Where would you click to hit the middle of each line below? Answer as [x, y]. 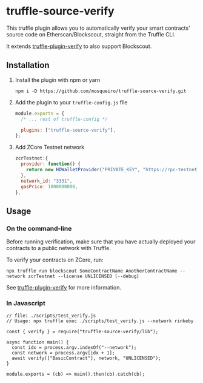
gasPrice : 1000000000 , [49, 186]
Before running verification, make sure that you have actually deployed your [101, 242]
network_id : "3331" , [47, 181]
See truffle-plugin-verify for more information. [64, 288]
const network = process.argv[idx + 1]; [63, 353]
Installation [28, 65]
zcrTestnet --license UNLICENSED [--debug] [84, 276]
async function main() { [38, 342]
